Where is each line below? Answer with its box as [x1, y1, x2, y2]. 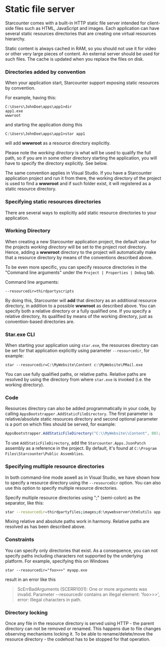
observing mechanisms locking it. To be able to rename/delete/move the [5, 631, 153, 637]
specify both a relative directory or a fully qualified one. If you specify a [5, 308, 151, 314]
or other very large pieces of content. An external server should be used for [5, 51, 160, 57]
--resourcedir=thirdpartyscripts [5, 289, 74, 294]
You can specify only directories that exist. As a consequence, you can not [5, 547, 158, 553]
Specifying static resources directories [5, 198, 102, 205]
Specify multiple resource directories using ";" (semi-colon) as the [5, 494, 141, 501]
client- [147, 20, 161, 26]
